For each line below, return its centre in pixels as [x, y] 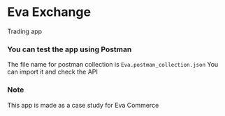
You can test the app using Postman [70, 49]
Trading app [25, 31]
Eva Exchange [49, 12]
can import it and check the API [52, 72]
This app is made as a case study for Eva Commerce [83, 105]
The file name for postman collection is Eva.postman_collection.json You [113, 65]
